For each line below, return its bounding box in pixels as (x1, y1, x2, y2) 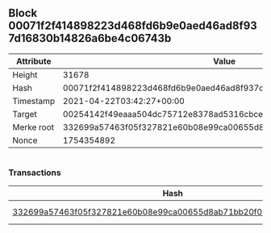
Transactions (8, 167, 62, 178)
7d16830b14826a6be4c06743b (8, 31, 172, 45)
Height (12, 69, 38, 80)
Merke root (12, 121, 55, 132)
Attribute (15, 56, 52, 67)
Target (12, 108, 38, 119)
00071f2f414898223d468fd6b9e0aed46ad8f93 (8, 19, 258, 33)
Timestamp (12, 95, 56, 106)
